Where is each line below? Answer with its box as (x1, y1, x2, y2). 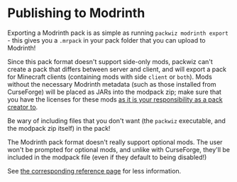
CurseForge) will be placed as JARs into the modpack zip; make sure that (7, 87, 222, 96)
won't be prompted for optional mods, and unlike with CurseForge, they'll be (7, 145, 231, 154)
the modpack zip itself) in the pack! (7, 124, 111, 132)
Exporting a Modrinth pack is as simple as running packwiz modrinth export (7, 28, 228, 37)
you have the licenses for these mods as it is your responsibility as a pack (7, 95, 223, 104)
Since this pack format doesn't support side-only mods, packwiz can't (7, 57, 213, 65)
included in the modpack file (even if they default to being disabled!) (7, 153, 207, 161)
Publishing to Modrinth (7, 5, 145, 21)
